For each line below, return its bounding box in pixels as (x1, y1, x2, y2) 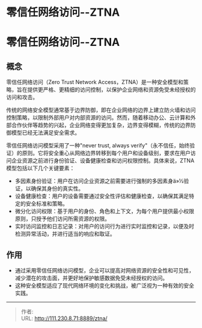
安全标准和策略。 (25, 200, 68, 207)
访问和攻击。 (6, 94, 38, 101)
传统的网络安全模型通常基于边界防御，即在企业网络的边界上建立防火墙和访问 (6, 106, 196, 114)
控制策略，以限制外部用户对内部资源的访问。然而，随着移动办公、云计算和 (6, 114, 191, 121)
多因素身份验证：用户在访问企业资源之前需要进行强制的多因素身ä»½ (14, 178, 184, 185)
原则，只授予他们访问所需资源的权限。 (14, 215, 110, 222)
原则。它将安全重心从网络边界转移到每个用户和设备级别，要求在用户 (22, 149, 191, 157)
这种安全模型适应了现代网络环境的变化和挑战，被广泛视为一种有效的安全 (14, 282, 194, 289)
